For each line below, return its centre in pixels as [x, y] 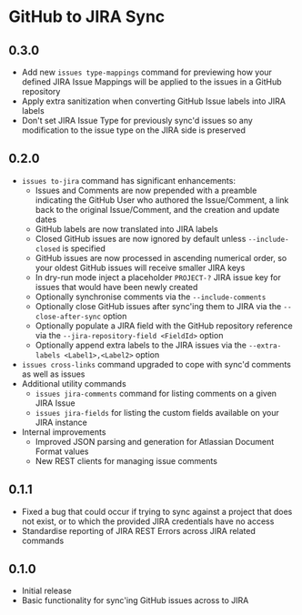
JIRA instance [61, 422]
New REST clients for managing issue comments [126, 460]
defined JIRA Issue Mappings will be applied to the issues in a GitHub [151, 82]
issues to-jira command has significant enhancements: [128, 180]
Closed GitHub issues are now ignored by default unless [141, 238]
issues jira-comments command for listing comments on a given [156, 393]
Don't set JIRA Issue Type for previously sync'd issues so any [137, 121]
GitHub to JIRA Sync [87, 17]
